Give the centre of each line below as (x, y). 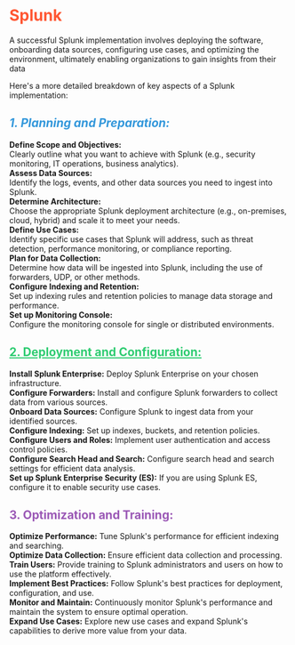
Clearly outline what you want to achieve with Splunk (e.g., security (132, 154)
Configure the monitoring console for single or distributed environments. (142, 324)
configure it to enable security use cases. (85, 487)
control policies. (39, 449)
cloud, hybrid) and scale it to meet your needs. (95, 220)
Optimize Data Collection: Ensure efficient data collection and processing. (146, 555)
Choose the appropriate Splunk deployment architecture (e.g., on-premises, (148, 211)
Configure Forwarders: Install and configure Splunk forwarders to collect (144, 392)
